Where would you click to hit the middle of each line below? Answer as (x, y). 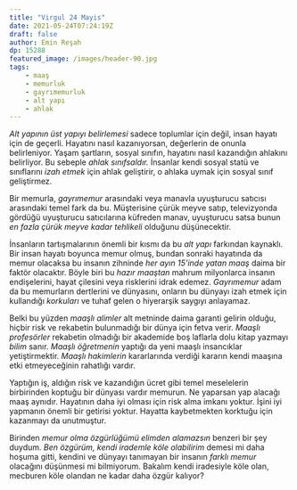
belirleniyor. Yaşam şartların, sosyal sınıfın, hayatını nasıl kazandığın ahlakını (148, 153)
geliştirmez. (31, 181)
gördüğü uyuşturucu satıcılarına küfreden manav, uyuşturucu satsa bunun (145, 217)
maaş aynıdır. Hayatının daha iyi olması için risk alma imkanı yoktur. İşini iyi (146, 402)
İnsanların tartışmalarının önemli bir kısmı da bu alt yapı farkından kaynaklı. (146, 244)
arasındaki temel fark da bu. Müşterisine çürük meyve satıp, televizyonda (144, 208)
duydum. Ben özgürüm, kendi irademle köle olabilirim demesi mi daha (137, 447)
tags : (19, 68)
